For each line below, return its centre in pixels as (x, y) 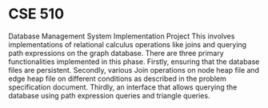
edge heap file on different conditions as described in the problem (117, 78)
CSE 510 (36, 14)
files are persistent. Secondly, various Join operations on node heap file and (134, 70)
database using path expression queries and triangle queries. (109, 95)
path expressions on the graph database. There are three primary (116, 53)
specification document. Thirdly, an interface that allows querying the (123, 87)
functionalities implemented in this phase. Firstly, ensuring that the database (134, 62)
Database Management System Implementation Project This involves (122, 36)
